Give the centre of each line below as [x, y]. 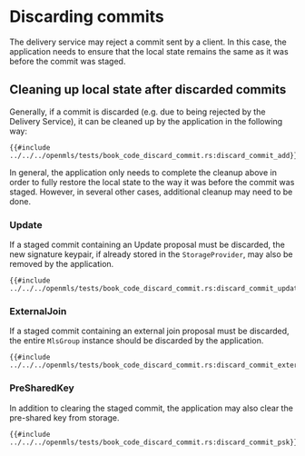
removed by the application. [62, 264]
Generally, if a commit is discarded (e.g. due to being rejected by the [138, 112]
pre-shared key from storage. [64, 417]
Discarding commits [87, 17]
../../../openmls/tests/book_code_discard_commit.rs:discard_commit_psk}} [154, 442]
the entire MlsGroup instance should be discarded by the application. [137, 341]
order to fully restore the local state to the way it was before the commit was [152, 182]
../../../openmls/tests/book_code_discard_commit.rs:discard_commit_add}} [154, 155]
